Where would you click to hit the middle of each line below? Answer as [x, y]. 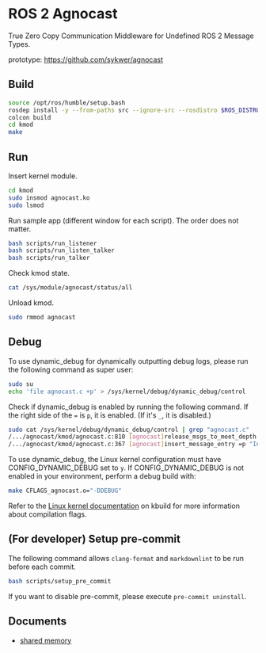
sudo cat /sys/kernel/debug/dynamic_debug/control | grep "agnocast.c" [129, 430]
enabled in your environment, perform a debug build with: [102, 476]
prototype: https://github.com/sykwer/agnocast [86, 59]
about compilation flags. [47, 514]
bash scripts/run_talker [49, 258]
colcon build [30, 117]
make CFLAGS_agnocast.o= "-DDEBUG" [65, 491]
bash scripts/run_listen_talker [61, 250]
